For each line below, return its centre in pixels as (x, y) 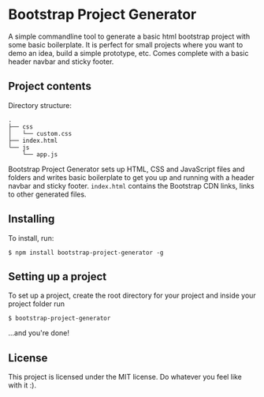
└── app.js (40, 154)
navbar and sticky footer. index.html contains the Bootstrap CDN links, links (131, 185)
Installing (32, 219)
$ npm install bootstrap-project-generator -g (86, 253)
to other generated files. (47, 194)
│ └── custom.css (40, 133)
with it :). (22, 385)
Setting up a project (58, 277)
